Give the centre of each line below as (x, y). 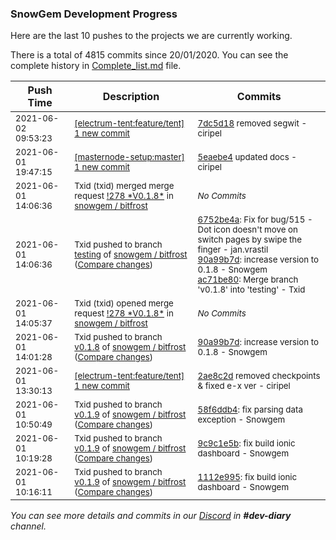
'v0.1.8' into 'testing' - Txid (251, 290)
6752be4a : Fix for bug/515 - (255, 220)
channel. (28, 526)
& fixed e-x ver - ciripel (244, 386)
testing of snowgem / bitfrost (131, 255)
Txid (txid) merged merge (124, 186)
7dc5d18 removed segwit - (252, 123)
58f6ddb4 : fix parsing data (250, 410)
